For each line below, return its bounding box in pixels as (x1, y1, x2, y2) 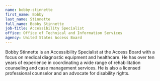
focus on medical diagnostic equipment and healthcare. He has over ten (5, 54, 155, 60)
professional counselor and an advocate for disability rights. (5, 70, 130, 76)
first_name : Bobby (5, 12, 44, 17)
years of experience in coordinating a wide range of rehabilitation (5, 59, 141, 65)
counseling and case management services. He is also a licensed (5, 64, 141, 70)
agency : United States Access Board (5, 35, 82, 40)
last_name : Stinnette (5, 16, 51, 21)
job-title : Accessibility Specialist (5, 26, 85, 31)
